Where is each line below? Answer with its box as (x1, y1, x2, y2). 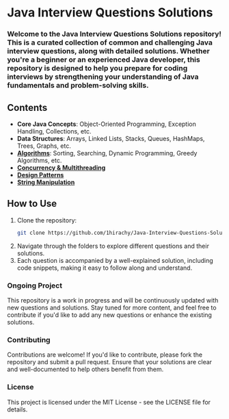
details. (7, 405, 28, 414)
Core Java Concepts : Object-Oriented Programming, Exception (16, 120, 196, 128)
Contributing (7, 335, 51, 344)
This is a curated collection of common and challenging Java (7, 38, 213, 47)
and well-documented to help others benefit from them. (7, 365, 164, 374)
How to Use (7, 198, 57, 209)
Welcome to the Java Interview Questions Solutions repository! (7, 29, 222, 39)
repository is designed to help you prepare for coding (7, 64, 188, 73)
